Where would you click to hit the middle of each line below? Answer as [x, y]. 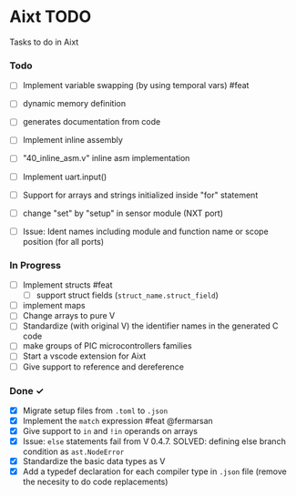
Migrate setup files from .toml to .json [95, 410]
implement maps [54, 306]
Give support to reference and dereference [103, 367]
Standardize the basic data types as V [94, 461]
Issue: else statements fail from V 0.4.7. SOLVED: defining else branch [154, 441]
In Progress [36, 265]
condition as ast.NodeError [73, 451]
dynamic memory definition [74, 104]
